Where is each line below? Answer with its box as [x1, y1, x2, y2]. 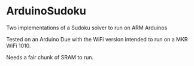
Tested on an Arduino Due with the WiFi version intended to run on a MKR [6, 35, 188, 43]
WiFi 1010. [6, 42, 31, 49]
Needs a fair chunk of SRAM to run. [6, 53, 94, 61]
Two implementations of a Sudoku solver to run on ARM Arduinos [6, 24, 168, 31]
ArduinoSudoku [6, 4, 87, 18]
